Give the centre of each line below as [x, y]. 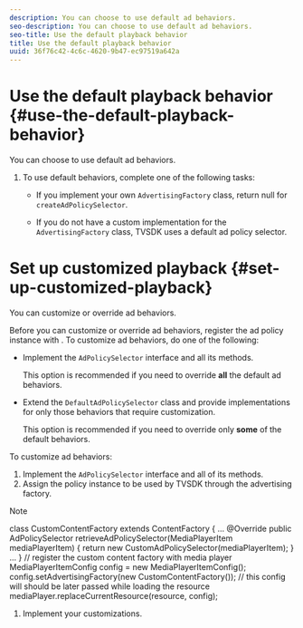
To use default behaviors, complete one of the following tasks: [139, 178]
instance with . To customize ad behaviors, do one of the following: [134, 340]
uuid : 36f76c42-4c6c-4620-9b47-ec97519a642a [95, 52]
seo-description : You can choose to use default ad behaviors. [131, 26]
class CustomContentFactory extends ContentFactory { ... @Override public [151, 528]
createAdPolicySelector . [82, 205]
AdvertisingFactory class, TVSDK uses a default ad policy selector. [161, 232]
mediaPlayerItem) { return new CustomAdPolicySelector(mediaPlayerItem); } [151, 548]
